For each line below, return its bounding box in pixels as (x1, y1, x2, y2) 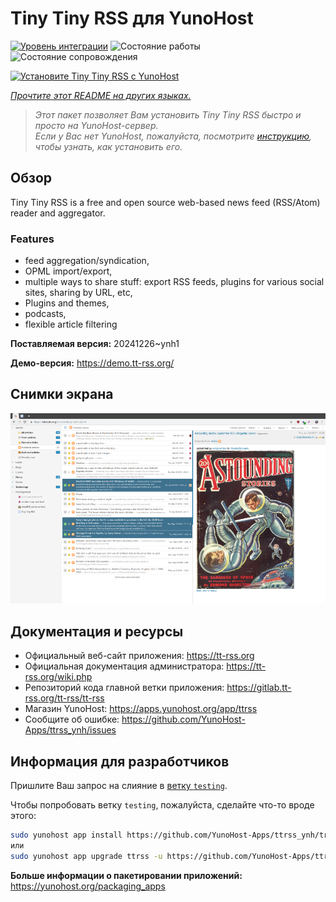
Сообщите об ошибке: (24, 713, 120, 726)
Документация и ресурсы (10, 623, 184, 640)
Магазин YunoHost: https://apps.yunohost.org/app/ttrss (24, 703, 258, 715)
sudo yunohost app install (10, 830, 123, 841)
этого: (10, 810, 37, 822)
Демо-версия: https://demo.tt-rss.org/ (10, 357, 175, 369)
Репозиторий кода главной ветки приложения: (24, 682, 225, 694)
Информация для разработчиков (10, 753, 230, 770)
